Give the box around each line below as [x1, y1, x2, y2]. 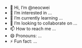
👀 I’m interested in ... [9, 10, 52, 16]
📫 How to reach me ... [9, 26, 56, 31]
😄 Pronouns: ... [9, 33, 42, 39]
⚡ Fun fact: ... [9, 38, 37, 44]
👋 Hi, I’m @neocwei [9, 5, 50, 10]
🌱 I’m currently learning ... [9, 15, 63, 21]
